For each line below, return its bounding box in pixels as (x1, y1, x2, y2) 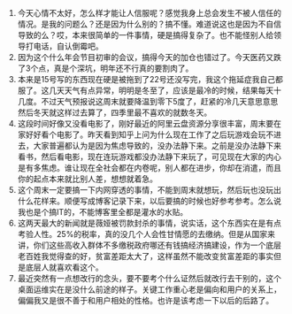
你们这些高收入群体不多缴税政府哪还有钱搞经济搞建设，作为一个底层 (33, 240, 281, 250)
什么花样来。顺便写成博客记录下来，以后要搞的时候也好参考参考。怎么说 (17, 195, 281, 206)
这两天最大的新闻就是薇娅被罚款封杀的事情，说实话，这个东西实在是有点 (17, 218, 281, 228)
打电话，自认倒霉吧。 (25, 41, 104, 51)
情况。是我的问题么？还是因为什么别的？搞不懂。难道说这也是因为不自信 (17, 19, 281, 29)
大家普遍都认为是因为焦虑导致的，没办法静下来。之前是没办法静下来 (33, 141, 281, 150)
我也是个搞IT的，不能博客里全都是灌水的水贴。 (17, 207, 188, 217)
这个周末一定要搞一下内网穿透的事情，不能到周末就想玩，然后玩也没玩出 (17, 185, 281, 195)
